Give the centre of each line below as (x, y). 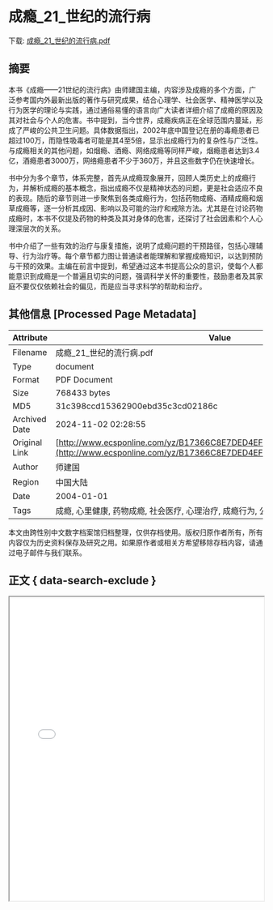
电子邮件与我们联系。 (50, 553)
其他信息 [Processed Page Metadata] (103, 314)
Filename (30, 352)
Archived (29, 419)
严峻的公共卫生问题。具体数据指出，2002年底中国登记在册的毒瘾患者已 (141, 130)
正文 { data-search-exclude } (82, 580)
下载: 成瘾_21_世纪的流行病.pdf (59, 41)
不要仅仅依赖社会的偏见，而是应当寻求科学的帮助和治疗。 (111, 286)
